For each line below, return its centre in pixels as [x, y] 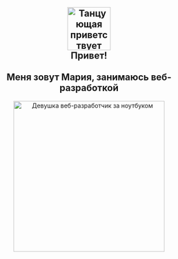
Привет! [89, 56]
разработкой [89, 88]
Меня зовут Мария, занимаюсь [78, 77]
